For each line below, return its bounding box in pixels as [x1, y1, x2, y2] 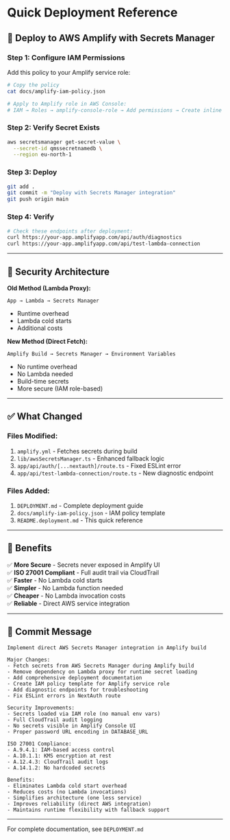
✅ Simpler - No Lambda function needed [7, 583, 123, 592]
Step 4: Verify [7, 212, 55, 222]
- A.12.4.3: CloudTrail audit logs [7, 758, 109, 765]
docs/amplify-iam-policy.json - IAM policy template [16, 509, 166, 517]
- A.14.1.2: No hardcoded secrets [7, 764, 106, 771]
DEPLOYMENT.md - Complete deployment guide [16, 501, 144, 509]
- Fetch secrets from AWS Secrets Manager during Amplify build [7, 662, 194, 669]
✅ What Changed [7, 410, 83, 423]
